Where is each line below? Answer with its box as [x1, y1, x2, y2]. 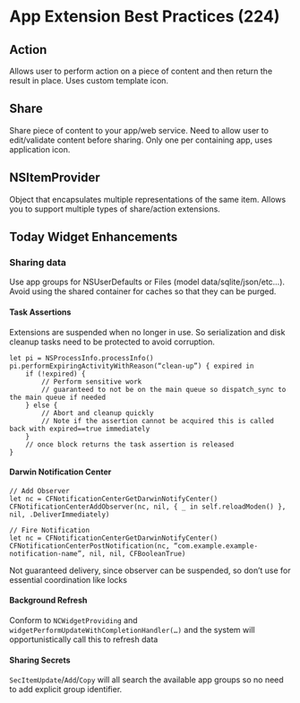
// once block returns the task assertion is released [25, 439, 235, 449]
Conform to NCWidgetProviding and [9, 614, 138, 625]
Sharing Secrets [9, 655, 71, 665]
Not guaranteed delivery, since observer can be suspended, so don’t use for [9, 565, 291, 576]
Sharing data [9, 256, 67, 268]
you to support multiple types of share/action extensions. [9, 204, 221, 214]
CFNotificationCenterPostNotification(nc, [9, 541, 170, 551]
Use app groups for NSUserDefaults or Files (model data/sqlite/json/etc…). [9, 276, 285, 288]
